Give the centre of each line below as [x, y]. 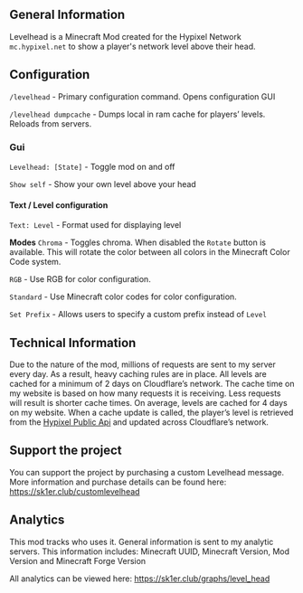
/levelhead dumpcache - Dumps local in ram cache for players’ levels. [137, 114]
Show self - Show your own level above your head [103, 184]
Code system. [35, 262]
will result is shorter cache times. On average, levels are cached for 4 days [148, 402]
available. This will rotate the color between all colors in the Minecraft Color [150, 252]
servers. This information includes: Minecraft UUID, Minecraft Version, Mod [150, 551]
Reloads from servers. [51, 123]
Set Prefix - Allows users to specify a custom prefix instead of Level [138, 315]
